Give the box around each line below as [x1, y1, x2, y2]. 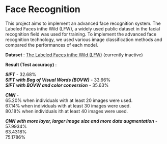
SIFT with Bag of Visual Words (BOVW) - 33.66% [5, 77, 111, 83]
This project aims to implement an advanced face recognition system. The [5, 20, 161, 26]
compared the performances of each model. [5, 42, 98, 48]
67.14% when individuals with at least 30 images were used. [5, 102, 131, 109]
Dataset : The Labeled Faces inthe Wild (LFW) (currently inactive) [5, 52, 144, 58]
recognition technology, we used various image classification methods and [5, 37, 162, 43]
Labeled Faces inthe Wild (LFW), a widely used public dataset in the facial [5, 25, 160, 31]
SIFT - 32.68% [5, 71, 37, 77]
